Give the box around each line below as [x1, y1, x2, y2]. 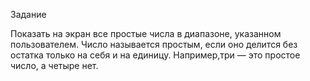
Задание [10, 9, 47, 20]
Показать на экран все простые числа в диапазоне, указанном [10, 28, 282, 39]
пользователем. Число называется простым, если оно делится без [10, 39, 298, 50]
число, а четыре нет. [10, 60, 99, 71]
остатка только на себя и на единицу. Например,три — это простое [10, 49, 301, 61]
